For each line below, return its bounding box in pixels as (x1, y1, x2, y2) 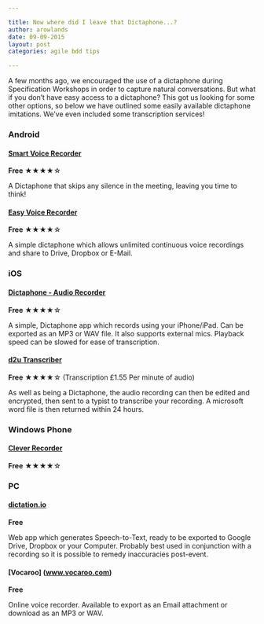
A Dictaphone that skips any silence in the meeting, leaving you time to (8, 182, 237, 191)
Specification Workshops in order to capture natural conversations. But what (8, 84, 256, 94)
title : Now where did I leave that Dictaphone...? (8, 18, 178, 26)
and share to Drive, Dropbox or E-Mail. (8, 248, 133, 258)
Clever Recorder (8, 443, 63, 453)
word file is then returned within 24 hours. (8, 404, 144, 413)
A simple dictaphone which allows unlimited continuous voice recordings (8, 240, 244, 250)
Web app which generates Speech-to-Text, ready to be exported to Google (8, 533, 251, 542)
